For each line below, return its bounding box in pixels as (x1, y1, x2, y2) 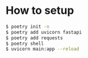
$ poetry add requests (5, 34, 63, 41)
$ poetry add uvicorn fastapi (5, 29, 83, 35)
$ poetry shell (5, 40, 44, 47)
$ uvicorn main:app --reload (5, 46, 80, 52)
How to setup (5, 4, 74, 18)
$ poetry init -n (5, 24, 50, 30)
